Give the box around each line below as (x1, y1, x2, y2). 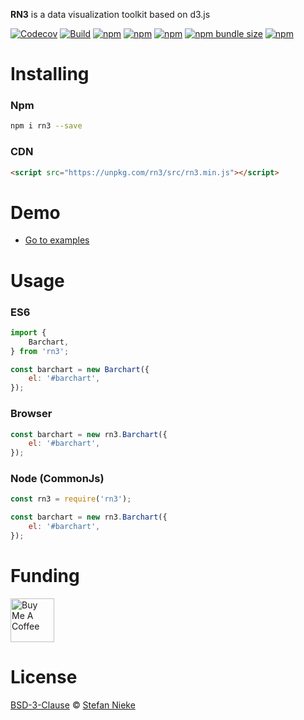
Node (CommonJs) (10, 472, 105, 486)
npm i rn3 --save (10, 121, 83, 131)
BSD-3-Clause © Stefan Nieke (10, 699, 136, 711)
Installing (10, 63, 90, 86)
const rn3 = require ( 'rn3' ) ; (10, 494, 132, 504)
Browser (10, 407, 53, 421)
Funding (10, 565, 80, 588)
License (10, 666, 78, 689)
